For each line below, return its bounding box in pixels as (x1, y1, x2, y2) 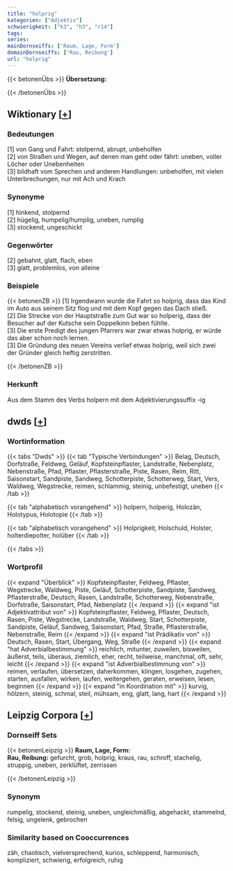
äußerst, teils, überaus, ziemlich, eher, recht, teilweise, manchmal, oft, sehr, (7, 652, 223, 660)
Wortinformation (7, 437, 65, 446)
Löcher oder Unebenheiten (7, 160, 85, 168)
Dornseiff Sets (7, 730, 57, 740)
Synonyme (7, 192, 45, 202)
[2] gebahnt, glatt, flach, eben (7, 256, 93, 265)
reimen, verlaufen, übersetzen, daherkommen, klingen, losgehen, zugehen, (7, 667, 223, 675)
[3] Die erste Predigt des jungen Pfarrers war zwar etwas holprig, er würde (7, 326, 222, 335)
